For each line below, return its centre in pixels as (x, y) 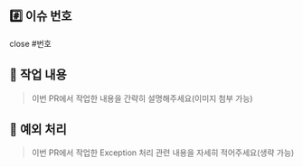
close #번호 (30, 43)
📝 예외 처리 (38, 130)
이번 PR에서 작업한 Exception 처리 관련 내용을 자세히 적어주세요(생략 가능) (163, 153)
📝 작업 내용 (38, 75)
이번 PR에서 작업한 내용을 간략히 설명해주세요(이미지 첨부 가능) (142, 98)
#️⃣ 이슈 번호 (41, 16)
